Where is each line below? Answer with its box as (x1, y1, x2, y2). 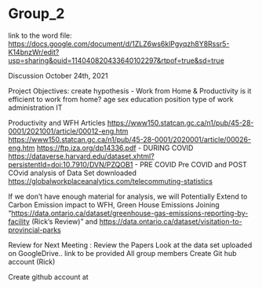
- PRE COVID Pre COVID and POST (134, 159, 247, 169)
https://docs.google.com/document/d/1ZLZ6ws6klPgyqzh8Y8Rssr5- (8, 38, 230, 48)
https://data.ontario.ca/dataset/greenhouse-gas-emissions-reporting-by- (11, 208, 249, 218)
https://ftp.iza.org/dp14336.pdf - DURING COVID (36, 143, 194, 152)
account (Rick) (8, 257, 56, 266)
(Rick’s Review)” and (31, 217, 98, 226)
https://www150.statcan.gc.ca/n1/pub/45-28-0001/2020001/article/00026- (8, 134, 252, 144)
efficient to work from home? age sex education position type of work (8, 94, 234, 104)
